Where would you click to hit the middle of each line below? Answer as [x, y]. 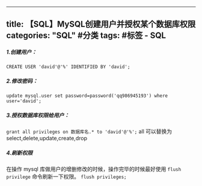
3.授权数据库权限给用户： [38, 115]
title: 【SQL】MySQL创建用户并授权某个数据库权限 [101, 24]
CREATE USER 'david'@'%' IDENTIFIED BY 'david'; [68, 67]
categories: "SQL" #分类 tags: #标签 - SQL [86, 36]
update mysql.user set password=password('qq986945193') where [87, 96]
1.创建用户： [22, 52]
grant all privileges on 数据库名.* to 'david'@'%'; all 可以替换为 [89, 132]
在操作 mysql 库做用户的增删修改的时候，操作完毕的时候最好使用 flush [94, 169]
